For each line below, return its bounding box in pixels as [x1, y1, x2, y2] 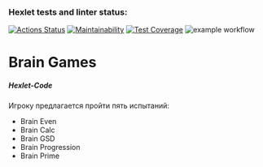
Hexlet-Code [8, 80, 53, 91]
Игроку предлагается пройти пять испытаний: [8, 101, 169, 111]
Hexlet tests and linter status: [8, 6, 128, 18]
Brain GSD [20, 134, 55, 143]
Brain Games [8, 54, 97, 71]
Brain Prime [20, 151, 59, 161]
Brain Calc [20, 125, 55, 135]
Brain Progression [20, 143, 81, 152]
